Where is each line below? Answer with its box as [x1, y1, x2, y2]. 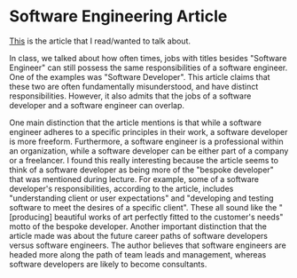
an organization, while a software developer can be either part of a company [9, 145, 289, 156]
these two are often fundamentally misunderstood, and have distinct [9, 81, 259, 91]
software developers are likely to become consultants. [9, 258, 207, 269]
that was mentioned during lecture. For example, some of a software [9, 173, 260, 184]
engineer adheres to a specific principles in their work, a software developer [9, 126, 288, 137]
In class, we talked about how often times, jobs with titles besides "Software [9, 52, 287, 63]
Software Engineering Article [9, 6, 228, 27]
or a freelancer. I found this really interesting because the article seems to [9, 155, 279, 165]
